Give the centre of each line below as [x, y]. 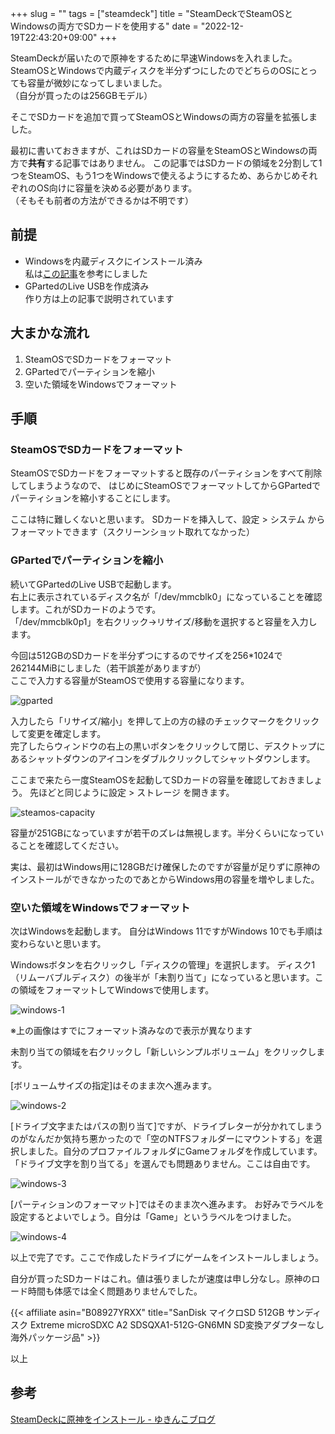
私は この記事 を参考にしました [86, 273]
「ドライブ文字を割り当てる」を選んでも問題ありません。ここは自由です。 [163, 1163]
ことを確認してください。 [71, 845]
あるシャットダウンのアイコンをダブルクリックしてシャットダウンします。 [163, 758]
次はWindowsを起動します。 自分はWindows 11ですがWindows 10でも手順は [166, 931]
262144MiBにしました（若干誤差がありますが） [108, 668]
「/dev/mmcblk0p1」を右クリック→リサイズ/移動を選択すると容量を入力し [164, 621]
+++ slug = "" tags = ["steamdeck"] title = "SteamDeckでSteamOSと [152, 13]
